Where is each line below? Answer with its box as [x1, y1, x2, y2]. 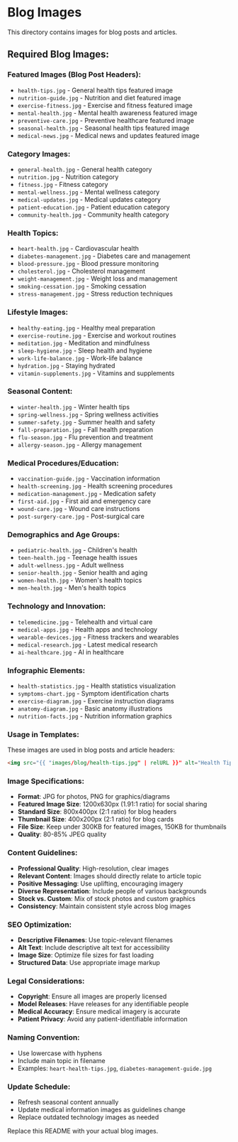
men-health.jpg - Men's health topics [17, 583, 126, 592]
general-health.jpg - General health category [17, 165, 152, 173]
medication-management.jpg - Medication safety [17, 490, 157, 498]
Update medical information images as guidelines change [17, 1105, 186, 1114]
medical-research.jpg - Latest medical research [17, 640, 158, 649]
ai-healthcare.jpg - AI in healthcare [17, 647, 124, 656]
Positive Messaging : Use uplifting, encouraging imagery [17, 879, 183, 888]
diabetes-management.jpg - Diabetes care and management [17, 252, 191, 260]
